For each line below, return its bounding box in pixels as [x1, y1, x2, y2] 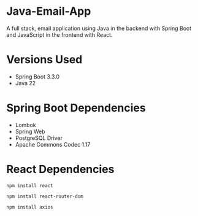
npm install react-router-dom [6, 193, 84, 199]
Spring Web [15, 128, 45, 135]
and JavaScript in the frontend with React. [6, 31, 113, 38]
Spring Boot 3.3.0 [15, 72, 60, 80]
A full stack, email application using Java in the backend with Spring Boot [6, 25, 192, 32]
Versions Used [6, 53, 83, 67]
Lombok [15, 121, 37, 128]
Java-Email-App [6, 4, 91, 18]
